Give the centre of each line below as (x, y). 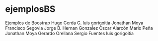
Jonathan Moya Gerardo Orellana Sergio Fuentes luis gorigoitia (70, 33)
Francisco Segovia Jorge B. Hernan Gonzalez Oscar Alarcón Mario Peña (79, 28)
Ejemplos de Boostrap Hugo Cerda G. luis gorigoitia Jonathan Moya (74, 23)
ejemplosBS (30, 9)
